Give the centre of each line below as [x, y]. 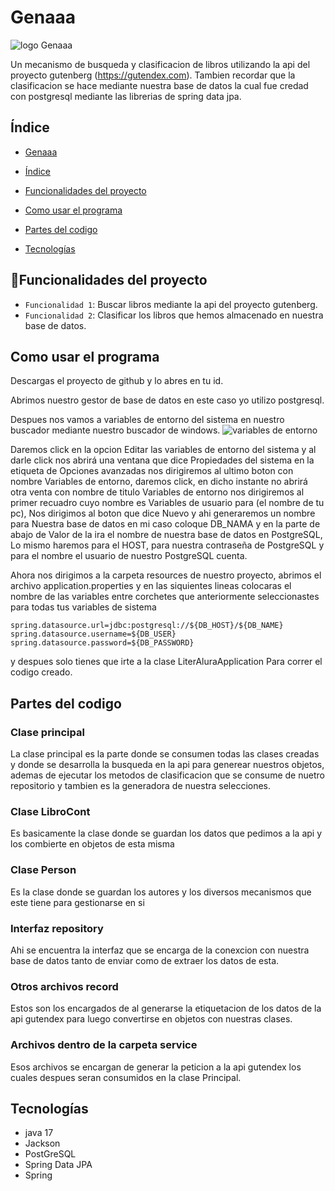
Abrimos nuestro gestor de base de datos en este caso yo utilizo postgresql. [167, 400]
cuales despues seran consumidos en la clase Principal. [126, 1077]
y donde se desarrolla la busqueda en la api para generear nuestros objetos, [167, 765]
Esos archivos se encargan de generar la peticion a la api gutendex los [156, 1067]
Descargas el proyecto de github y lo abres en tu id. [117, 381]
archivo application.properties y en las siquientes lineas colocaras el [151, 586]
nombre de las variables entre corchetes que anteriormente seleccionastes [165, 597]
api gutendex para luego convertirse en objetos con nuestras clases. [151, 1019]
